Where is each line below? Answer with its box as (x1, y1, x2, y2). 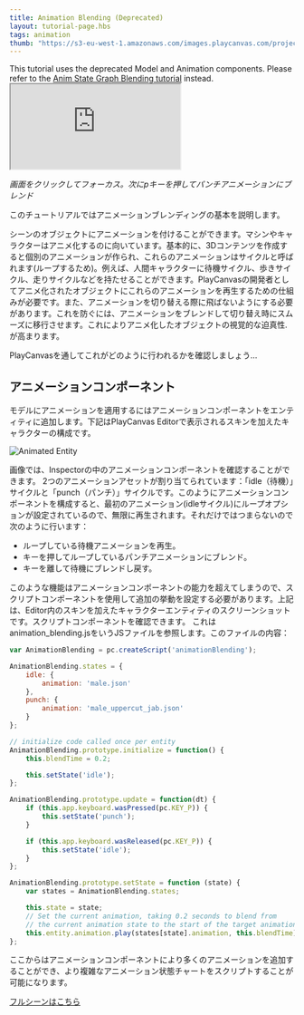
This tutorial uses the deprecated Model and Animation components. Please (9, 63, 292, 74)
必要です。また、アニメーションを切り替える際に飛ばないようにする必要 (24, 296, 294, 308)
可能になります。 (9, 977, 72, 988)
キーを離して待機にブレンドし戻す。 (22, 563, 157, 574)
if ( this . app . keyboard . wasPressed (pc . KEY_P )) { (25, 804, 208, 813)
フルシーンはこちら (9, 996, 81, 1007)
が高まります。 (9, 331, 65, 342)
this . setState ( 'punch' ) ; (42, 812, 136, 821)
